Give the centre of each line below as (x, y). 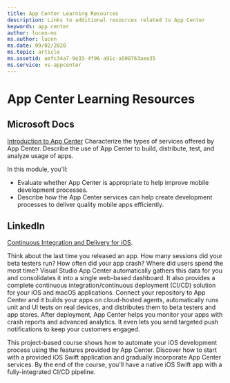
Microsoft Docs (41, 125)
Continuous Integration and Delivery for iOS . (70, 243)
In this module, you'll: (37, 169)
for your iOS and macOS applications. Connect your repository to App (106, 293)
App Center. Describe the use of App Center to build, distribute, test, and (111, 148)
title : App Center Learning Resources (63, 13)
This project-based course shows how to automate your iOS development (112, 343)
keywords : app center (38, 26)
